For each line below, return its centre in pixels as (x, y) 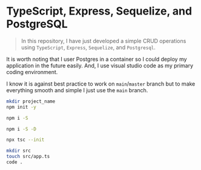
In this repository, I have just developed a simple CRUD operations (104, 41)
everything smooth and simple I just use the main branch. (77, 90)
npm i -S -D (21, 129)
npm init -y (21, 107)
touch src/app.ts (28, 157)
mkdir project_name (31, 101)
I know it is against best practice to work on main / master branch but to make (101, 84)
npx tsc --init (25, 140)
